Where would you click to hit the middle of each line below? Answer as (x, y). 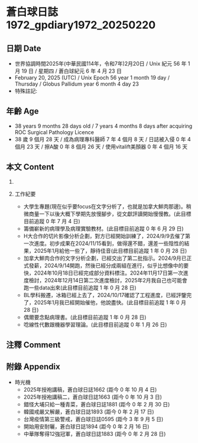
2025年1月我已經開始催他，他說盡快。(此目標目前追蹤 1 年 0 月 (110, 302)
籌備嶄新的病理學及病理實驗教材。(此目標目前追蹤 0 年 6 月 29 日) (104, 229)
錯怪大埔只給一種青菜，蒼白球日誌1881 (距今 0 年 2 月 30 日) (97, 404)
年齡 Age (22, 111)
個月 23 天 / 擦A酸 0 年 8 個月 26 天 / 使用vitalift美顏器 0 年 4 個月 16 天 (101, 146)
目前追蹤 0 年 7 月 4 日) (52, 221)
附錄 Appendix (33, 367)
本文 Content (30, 167)
